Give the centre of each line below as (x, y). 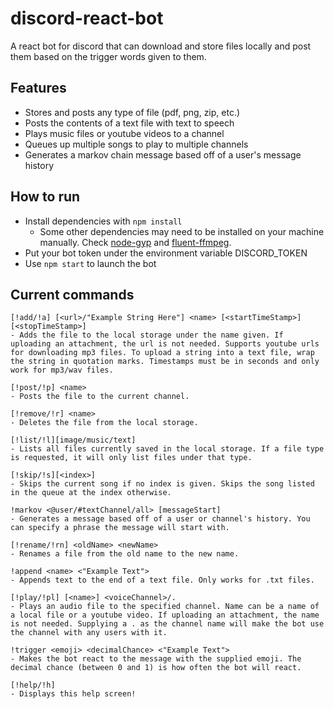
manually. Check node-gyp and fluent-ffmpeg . (135, 242)
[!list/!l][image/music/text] (73, 440)
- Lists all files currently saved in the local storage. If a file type (167, 449)
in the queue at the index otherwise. (91, 493)
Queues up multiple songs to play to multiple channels (136, 144)
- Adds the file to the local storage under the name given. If (147, 335)
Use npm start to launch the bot (90, 263)
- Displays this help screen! (73, 694)
